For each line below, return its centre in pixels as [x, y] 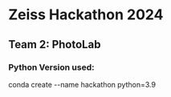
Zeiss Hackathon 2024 [86, 15]
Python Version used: [51, 67]
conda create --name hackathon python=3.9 [82, 84]
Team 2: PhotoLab [55, 44]
